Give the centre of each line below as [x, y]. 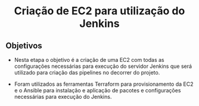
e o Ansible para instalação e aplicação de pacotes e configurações [97, 90]
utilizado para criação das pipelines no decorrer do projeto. [87, 72]
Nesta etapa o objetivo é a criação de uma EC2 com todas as [89, 60]
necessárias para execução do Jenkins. [63, 97]
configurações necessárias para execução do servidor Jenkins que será [103, 66]
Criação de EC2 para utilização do [99, 11]
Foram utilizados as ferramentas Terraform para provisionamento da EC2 [104, 84]
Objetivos [24, 46]
